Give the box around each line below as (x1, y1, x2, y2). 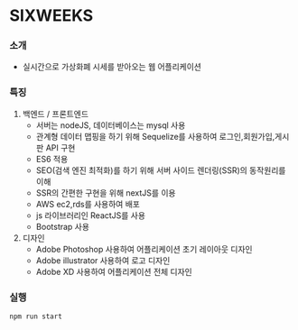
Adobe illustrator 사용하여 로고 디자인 (35, 254, 171, 266)
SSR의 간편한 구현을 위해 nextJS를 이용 (35, 187, 176, 198)
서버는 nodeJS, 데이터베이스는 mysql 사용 (35, 119, 186, 131)
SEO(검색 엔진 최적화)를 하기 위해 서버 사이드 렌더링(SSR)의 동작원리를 (35, 164, 286, 176)
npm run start (9, 312, 63, 321)
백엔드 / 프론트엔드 (22, 108, 88, 119)
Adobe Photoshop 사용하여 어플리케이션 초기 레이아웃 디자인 (35, 243, 253, 254)
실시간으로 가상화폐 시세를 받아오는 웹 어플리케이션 (22, 61, 201, 72)
